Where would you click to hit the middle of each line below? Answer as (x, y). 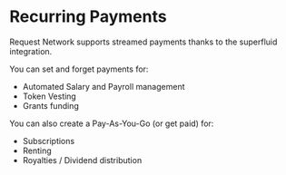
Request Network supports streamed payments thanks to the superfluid (143, 42)
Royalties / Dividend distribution (82, 160)
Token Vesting (49, 96)
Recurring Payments (88, 17)
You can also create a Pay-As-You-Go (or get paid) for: (112, 123)
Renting (37, 151)
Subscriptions (49, 141)
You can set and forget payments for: (79, 69)
